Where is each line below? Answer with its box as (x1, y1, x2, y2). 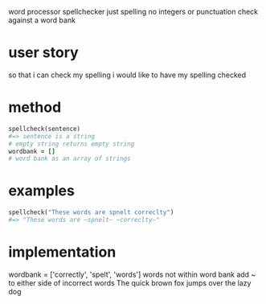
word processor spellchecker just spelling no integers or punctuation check (8, 7, 259, 16)
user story (8, 43, 79, 62)
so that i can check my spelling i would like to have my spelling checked (8, 70, 247, 80)
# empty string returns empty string (8, 140, 135, 148)
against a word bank (8, 15, 76, 25)
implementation (8, 243, 117, 261)
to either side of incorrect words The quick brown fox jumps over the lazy (8, 277, 252, 288)
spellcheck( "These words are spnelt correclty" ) (8, 208, 174, 216)
